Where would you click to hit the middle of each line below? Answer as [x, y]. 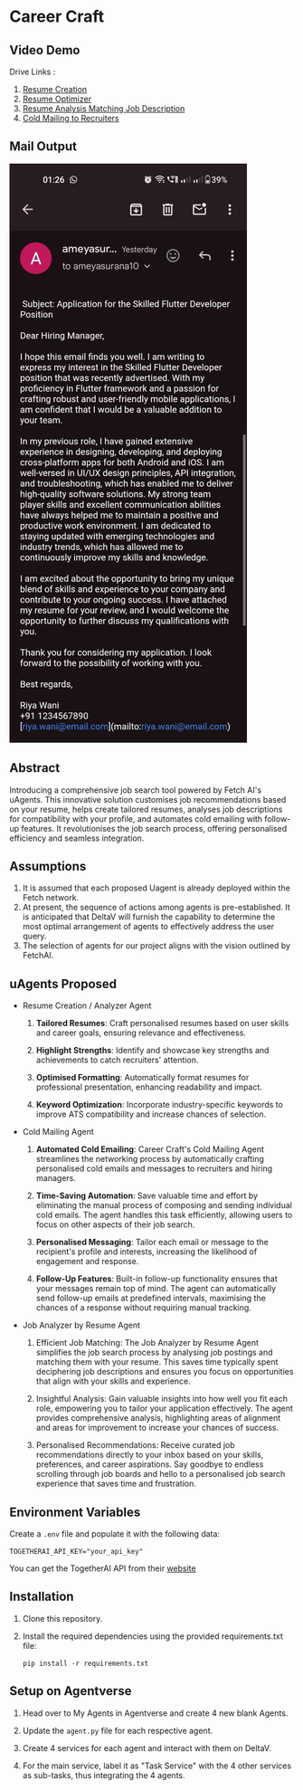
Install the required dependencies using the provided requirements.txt [152, 1636]
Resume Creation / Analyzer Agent [87, 1005]
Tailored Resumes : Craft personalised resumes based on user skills [162, 1024]
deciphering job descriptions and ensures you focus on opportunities [165, 1372]
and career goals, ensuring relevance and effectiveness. [141, 1033]
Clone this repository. [62, 1618]
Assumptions [48, 866]
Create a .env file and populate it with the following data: [114, 1534]
